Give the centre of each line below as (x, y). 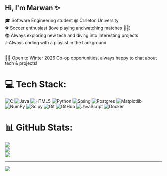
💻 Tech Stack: (36, 84)
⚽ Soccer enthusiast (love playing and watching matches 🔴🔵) (68, 28)
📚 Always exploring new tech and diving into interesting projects (72, 35)
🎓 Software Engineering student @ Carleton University (62, 20)
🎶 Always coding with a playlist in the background (56, 42)
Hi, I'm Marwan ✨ (33, 8)
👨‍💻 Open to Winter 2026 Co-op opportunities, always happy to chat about (81, 58)
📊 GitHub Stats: (39, 128)
